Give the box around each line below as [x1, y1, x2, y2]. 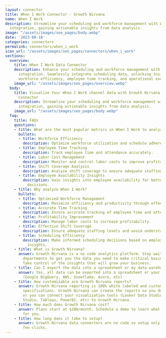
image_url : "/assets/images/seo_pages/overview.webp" [14, 81, 127, 86]
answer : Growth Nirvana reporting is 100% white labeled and [18, 283, 147, 289]
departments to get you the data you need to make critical [23, 256, 149, 261]
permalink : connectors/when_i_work [5, 44, 79, 49]
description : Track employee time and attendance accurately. [23, 150, 154, 155]
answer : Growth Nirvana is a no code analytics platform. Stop [18, 251, 152, 257]
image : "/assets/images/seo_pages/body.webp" [5, 30, 100, 35]
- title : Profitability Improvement [18, 215, 94, 220]
